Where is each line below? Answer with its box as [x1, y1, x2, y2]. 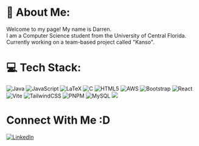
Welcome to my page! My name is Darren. [6, 25, 112, 33]
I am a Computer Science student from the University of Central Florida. [6, 32, 187, 39]
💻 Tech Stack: [6, 61, 82, 75]
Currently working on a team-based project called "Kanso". [6, 38, 155, 45]
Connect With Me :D [6, 113, 111, 127]
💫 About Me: [6, 5, 71, 19]
